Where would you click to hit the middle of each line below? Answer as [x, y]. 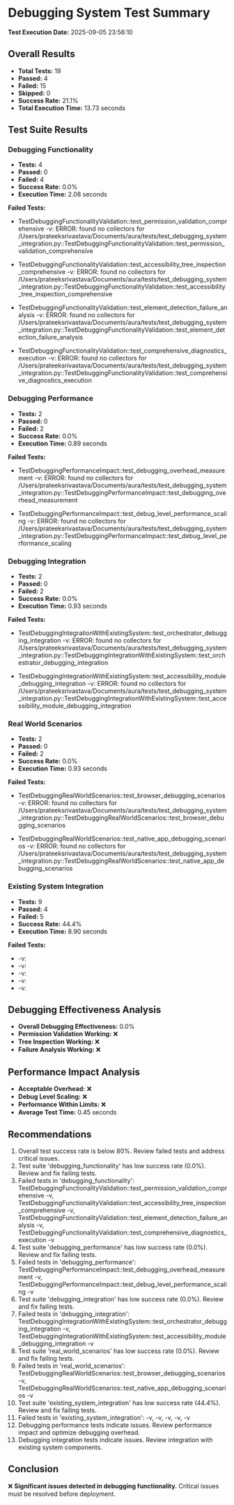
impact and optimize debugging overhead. [79, 1433]
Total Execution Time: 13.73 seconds [72, 108]
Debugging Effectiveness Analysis [85, 1010]
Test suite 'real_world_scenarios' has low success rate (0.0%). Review [119, 1351]
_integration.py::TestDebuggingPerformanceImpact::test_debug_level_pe [122, 535]
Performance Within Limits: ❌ [62, 1105]
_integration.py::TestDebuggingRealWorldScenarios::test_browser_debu [121, 818]
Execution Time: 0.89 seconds [62, 443]
